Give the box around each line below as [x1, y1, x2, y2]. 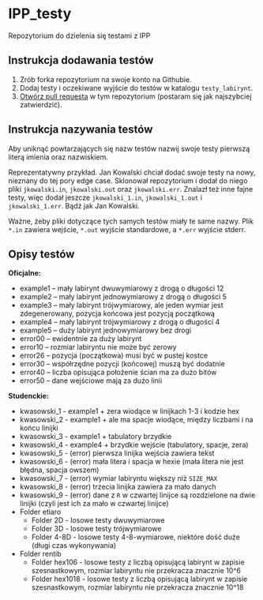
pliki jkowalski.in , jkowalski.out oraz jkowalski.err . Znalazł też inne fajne [8, 184, 254, 193]
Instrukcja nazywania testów [8, 123, 153, 137]
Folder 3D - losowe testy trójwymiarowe [31, 524, 162, 534]
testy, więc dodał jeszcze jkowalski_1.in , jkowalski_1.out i [8, 193, 203, 202]
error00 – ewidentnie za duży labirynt [19, 334, 142, 343]
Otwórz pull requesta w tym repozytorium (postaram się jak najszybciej [19, 92, 252, 101]
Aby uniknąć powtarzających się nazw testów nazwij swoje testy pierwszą [8, 144, 250, 153]
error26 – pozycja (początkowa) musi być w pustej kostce [19, 351, 208, 360]
